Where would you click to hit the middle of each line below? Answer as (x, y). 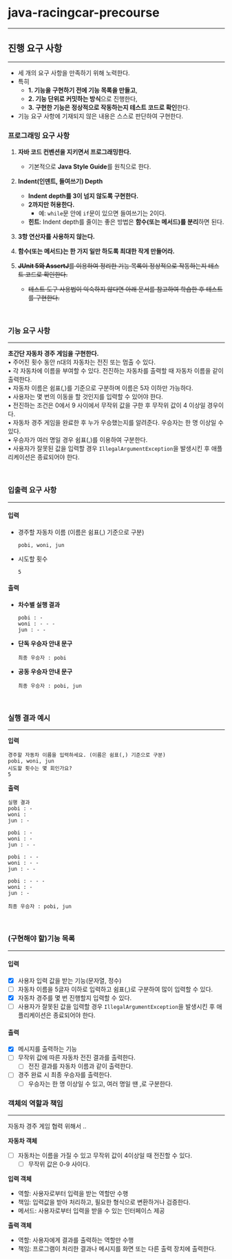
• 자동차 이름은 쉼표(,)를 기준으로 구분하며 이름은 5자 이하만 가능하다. (101, 388)
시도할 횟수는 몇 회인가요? (40, 769)
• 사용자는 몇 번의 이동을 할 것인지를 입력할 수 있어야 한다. (86, 397)
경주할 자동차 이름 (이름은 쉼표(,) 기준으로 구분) (81, 532)
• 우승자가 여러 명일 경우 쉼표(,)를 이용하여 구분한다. (78, 440)
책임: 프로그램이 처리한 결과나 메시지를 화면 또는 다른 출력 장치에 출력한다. (117, 1249)
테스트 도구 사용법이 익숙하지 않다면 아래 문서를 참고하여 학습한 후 (116, 289)
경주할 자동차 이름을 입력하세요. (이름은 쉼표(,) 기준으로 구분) (87, 755)
